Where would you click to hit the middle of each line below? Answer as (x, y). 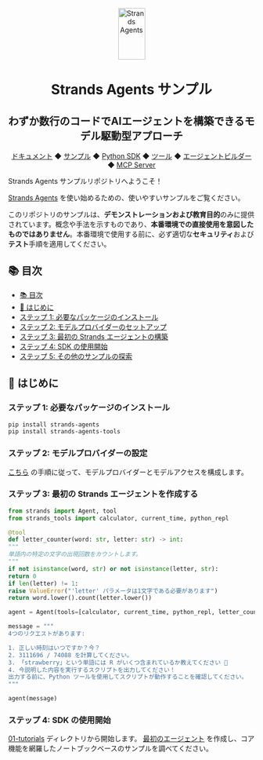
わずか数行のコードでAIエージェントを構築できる (126, 121)
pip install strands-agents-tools (65, 432)
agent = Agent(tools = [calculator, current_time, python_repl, (112, 612)
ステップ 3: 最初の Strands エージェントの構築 (94, 336)
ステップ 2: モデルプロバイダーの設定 (78, 453)
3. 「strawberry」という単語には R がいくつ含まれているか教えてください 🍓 (118, 663)
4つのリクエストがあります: (47, 634)
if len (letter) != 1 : (43, 583)
